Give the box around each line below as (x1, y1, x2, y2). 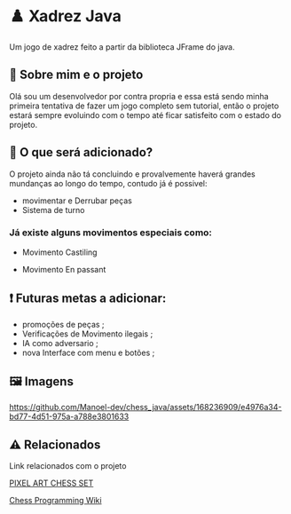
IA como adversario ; (21, 337, 99, 348)
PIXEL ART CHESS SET (9, 478, 94, 488)
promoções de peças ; (21, 319, 105, 329)
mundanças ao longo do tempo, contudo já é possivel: (9, 178, 208, 188)
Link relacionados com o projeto (9, 461, 127, 471)
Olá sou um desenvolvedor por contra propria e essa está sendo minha (9, 91, 269, 101)
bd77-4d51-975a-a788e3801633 (9, 411, 130, 422)
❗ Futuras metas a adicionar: (9, 291, 167, 306)
